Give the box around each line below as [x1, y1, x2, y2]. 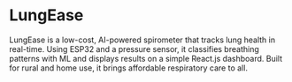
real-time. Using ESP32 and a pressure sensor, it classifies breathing [9, 43, 259, 54]
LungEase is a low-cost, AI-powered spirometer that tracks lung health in [9, 34, 276, 45]
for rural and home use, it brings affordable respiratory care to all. [9, 63, 248, 73]
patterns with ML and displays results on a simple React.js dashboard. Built [9, 53, 283, 63]
